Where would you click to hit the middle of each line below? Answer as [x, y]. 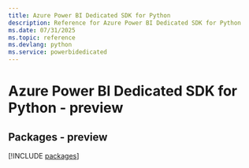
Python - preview [66, 108]
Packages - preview [58, 137]
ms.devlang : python [40, 45]
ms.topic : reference [42, 37]
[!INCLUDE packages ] [44, 156]
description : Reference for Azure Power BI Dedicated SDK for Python [125, 23]
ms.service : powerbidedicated [58, 52]
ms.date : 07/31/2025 [42, 30]
